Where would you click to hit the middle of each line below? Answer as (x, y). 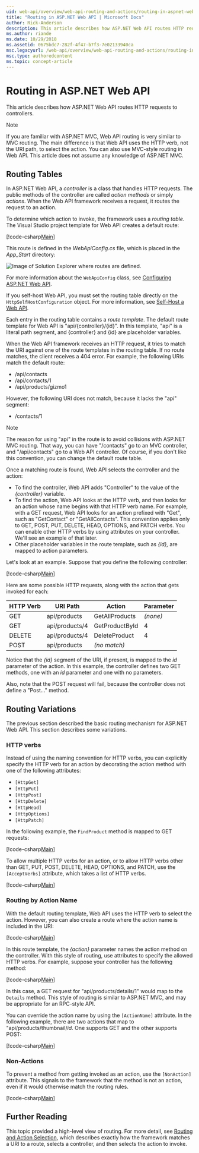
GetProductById (116, 626)
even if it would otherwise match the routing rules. (67, 1086)
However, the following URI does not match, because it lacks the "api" (92, 398)
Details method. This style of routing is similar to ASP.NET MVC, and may (96, 997)
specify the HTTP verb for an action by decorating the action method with (96, 764)
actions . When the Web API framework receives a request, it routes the (93, 201)
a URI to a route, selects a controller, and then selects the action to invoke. (97, 1143)
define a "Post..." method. (38, 691)
